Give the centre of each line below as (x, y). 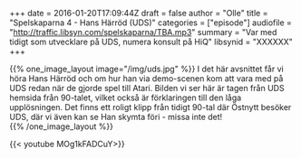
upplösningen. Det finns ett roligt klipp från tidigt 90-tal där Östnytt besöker (150, 107)
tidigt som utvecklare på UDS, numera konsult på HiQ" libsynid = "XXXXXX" (151, 42)
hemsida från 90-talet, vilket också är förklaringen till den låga (126, 98)
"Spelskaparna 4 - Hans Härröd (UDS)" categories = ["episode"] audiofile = (151, 23)
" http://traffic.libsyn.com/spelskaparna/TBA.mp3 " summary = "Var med (143, 32)
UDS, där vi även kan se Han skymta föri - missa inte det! (116, 117)
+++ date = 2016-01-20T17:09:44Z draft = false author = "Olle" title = (139, 13)
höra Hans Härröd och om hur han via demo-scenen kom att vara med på (146, 79)
